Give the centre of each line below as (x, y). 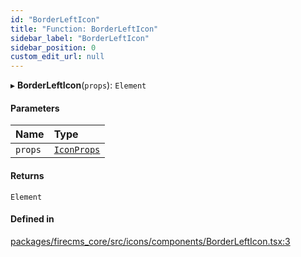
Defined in (32, 219)
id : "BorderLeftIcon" (55, 19)
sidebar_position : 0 (53, 47)
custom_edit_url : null (57, 57)
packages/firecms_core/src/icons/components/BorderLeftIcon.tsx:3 (150, 241)
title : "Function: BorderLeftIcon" (84, 29)
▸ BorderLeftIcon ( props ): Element (78, 85)
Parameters (35, 108)
